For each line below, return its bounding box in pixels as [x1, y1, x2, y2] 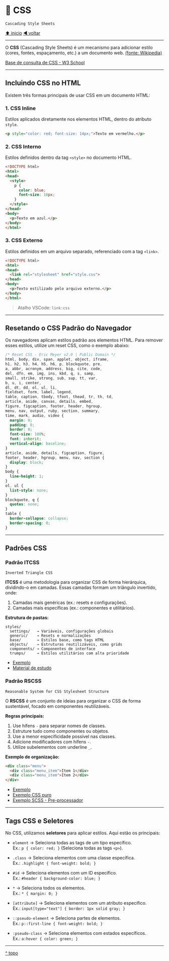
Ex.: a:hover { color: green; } [12, 935, 78, 941]
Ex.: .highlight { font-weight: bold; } [12, 860, 97, 866]
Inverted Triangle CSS [5, 570, 53, 575]
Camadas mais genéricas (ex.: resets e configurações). [12, 599, 127, 605]
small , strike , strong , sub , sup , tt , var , [5, 376, 98, 381]
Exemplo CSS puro [12, 792, 52, 798]
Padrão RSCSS [5, 677, 42, 684]
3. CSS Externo [5, 237, 43, 244]
